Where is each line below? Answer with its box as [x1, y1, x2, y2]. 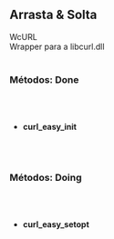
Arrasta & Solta [9, 7, 98, 23]
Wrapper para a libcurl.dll [9, 41, 105, 52]
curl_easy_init [22, 122, 78, 133]
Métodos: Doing [9, 172, 82, 184]
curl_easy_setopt [22, 219, 89, 230]
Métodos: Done [9, 73, 79, 85]
